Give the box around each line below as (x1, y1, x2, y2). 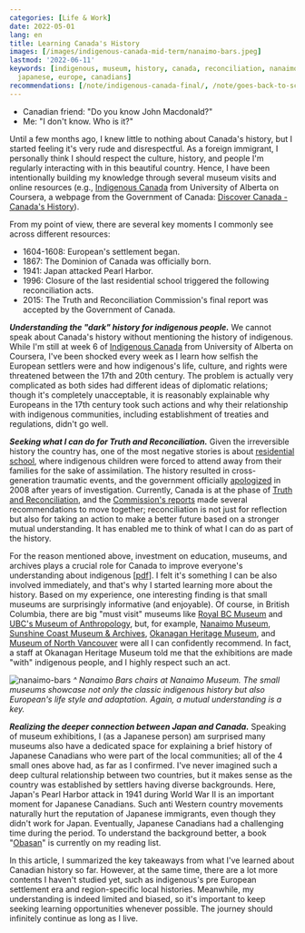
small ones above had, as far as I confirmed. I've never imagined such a (9, 759, 279, 770)
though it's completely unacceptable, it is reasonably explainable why (9, 389, 271, 401)
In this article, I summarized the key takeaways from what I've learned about (9, 855, 295, 866)
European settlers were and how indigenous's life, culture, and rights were (9, 360, 288, 371)
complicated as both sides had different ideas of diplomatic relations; (9, 380, 269, 390)
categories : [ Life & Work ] (9, 13, 112, 23)
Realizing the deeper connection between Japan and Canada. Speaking (9, 721, 287, 732)
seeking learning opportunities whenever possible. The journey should (9, 903, 273, 914)
